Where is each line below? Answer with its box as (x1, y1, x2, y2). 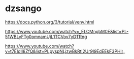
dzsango (5, 3, 42, 14)
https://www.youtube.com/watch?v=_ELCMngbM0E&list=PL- (5, 28, 129, 34)
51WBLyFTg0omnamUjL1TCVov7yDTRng (5, 34, 87, 39)
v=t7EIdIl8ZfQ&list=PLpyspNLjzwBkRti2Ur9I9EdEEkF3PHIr (5, 48, 124, 54)
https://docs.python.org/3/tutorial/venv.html (5, 19, 95, 25)
